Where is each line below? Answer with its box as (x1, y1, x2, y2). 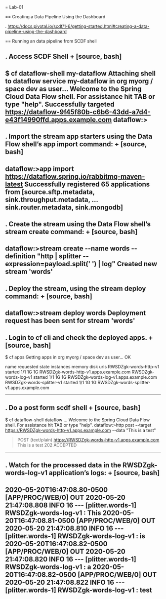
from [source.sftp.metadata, (5, 188, 95, 196)
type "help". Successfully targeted (5, 100, 115, 108)
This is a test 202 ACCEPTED (17, 442, 77, 448)
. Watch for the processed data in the (5, 461, 122, 470)
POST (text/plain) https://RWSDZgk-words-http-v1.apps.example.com (17, 437, 160, 442)
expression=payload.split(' (5, 260, 90, 268)
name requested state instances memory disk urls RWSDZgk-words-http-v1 (5, 363, 160, 369)
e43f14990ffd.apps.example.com (5, 116, 112, 124)
